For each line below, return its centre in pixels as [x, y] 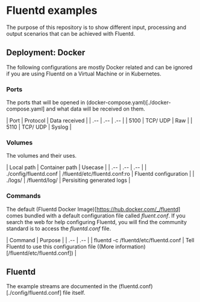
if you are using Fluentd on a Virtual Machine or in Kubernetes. [84, 74]
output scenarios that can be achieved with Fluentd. [71, 33]
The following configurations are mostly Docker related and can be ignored [99, 67]
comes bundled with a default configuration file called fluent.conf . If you [96, 216]
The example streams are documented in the [62, 286]
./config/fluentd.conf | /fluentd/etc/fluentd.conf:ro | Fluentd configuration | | [100, 174]
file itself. [74, 293]
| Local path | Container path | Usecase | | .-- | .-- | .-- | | [77, 167]
